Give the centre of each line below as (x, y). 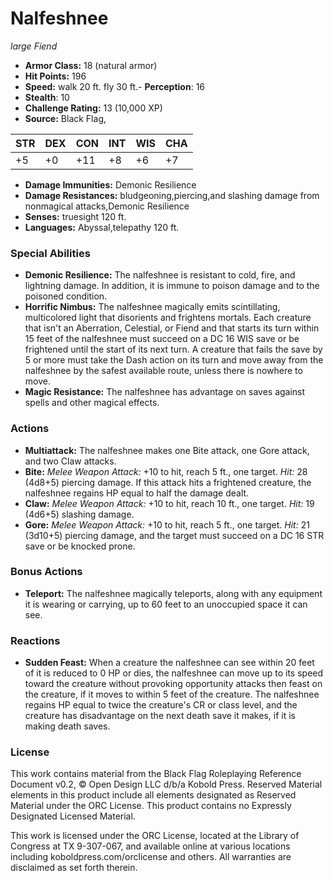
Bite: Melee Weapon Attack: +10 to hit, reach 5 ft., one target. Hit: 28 (166, 471)
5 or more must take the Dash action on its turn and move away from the (174, 360)
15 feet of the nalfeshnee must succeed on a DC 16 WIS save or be (162, 339)
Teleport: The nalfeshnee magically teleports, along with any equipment (173, 593)
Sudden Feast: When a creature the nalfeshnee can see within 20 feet (169, 663)
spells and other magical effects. (92, 403)
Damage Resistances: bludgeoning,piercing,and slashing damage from (172, 195)
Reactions (35, 640)
